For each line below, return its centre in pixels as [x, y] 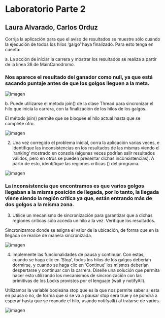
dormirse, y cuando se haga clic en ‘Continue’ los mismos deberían [80, 265]
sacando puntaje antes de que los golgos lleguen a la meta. [77, 83]
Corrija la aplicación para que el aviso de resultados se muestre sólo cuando [83, 39]
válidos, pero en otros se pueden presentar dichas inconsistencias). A [83, 158]
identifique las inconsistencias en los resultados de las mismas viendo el [86, 148]
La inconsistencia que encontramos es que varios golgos [75, 186]
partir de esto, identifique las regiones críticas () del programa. [76, 164]
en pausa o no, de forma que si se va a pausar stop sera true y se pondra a [81, 295]
